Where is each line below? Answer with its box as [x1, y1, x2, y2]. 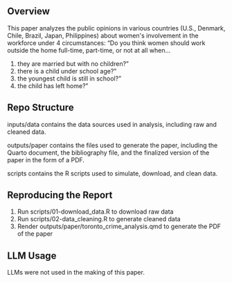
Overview [7, 6, 51, 17]
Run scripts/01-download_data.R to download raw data [17, 207, 174, 216]
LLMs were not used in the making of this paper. [7, 268, 145, 277]
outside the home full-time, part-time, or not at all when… [7, 46, 171, 54]
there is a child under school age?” [17, 67, 117, 75]
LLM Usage [7, 250, 57, 261]
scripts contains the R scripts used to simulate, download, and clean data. [7, 169, 218, 178]
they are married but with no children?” [17, 59, 130, 68]
